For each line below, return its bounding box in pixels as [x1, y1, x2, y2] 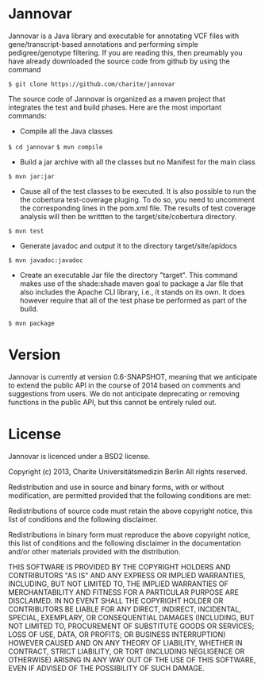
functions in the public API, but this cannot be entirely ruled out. [8, 397, 217, 407]
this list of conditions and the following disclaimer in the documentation [8, 538, 241, 548]
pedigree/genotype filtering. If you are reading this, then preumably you [8, 48, 244, 57]
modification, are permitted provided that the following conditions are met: [8, 490, 252, 500]
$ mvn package [8, 319, 56, 327]
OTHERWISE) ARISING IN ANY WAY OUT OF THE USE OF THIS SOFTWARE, [8, 654, 256, 664]
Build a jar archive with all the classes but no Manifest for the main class [19, 156, 255, 167]
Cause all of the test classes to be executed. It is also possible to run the [19, 186, 256, 195]
